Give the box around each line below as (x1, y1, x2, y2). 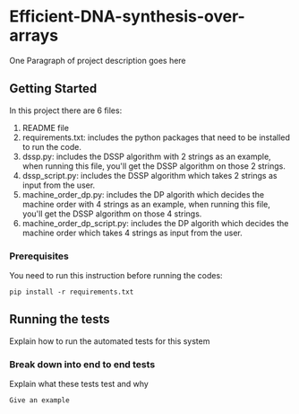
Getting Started (9, 81, 98, 96)
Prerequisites (9, 250, 69, 262)
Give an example (9, 396, 70, 405)
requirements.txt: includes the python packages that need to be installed (21, 132, 291, 143)
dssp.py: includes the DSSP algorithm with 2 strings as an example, (21, 151, 271, 162)
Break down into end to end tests (9, 357, 156, 370)
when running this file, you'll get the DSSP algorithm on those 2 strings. (21, 160, 286, 172)
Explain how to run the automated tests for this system (9, 335, 210, 347)
